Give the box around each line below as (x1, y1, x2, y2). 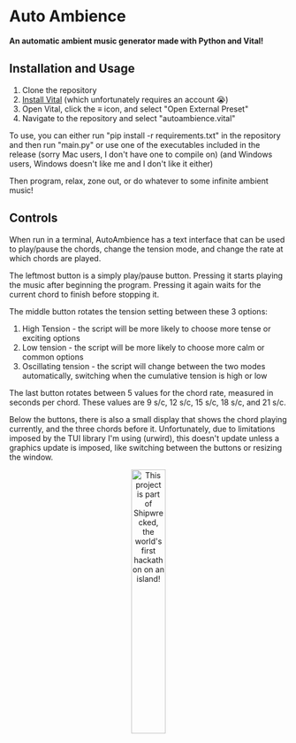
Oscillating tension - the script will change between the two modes (21, 360, 266, 371)
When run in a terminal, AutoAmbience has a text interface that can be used (9, 234, 285, 244)
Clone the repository (21, 84, 97, 95)
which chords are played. (9, 252, 102, 263)
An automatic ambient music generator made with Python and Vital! (9, 35, 264, 46)
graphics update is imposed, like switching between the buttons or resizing (9, 442, 283, 453)
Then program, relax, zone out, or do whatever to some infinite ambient (9, 175, 269, 186)
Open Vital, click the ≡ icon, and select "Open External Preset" (21, 104, 249, 114)
